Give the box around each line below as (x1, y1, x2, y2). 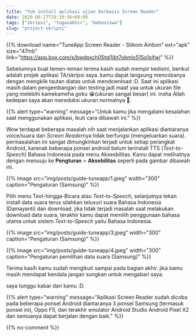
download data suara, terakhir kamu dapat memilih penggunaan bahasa (6, 211, 180, 218)
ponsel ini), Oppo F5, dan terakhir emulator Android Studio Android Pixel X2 (6, 306, 190, 314)
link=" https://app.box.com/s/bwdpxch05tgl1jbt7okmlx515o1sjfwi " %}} (6, 54, 174, 61)
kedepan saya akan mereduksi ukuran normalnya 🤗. (6, 97, 132, 104)
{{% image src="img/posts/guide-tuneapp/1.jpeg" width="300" (6, 175, 160, 182)
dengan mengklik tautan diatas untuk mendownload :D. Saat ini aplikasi (6, 78, 178, 85)
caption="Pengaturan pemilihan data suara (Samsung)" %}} (6, 253, 151, 260)
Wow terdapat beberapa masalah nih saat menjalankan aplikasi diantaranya (6, 126, 189, 133)
